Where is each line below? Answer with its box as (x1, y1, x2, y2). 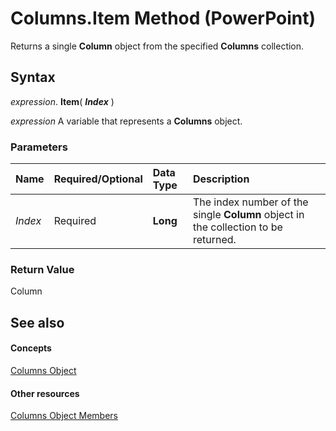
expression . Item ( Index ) (10, 95, 115, 107)
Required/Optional (53, 172, 143, 186)
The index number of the (192, 195, 309, 209)
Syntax (10, 69, 56, 86)
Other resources (10, 387, 80, 399)
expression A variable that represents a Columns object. (10, 115, 243, 127)
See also (10, 314, 65, 331)
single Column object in (192, 208, 305, 222)
